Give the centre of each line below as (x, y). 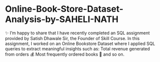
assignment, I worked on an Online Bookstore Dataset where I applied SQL (80, 43)
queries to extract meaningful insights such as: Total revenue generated (78, 49)
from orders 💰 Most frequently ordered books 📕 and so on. (65, 54)
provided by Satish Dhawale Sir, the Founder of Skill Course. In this (72, 38)
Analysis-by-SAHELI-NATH (62, 19)
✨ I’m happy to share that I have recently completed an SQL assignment (78, 33)
